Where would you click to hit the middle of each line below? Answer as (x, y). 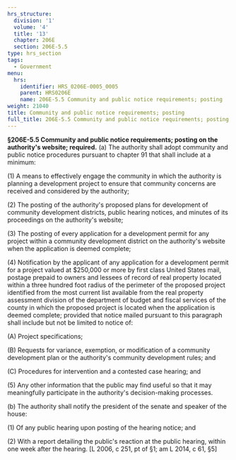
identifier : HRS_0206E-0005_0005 (69, 86)
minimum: (22, 162)
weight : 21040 (28, 106)
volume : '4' (31, 27)
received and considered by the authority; (68, 191)
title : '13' (31, 34)
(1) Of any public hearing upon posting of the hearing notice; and (102, 427)
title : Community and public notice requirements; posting (96, 113)
